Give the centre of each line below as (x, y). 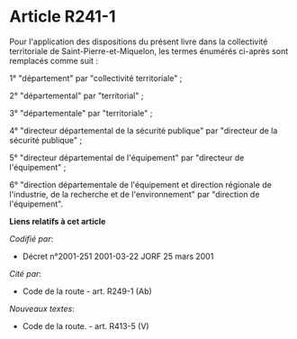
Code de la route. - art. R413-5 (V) (86, 325)
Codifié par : (31, 238)
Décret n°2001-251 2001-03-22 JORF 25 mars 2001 (118, 256)
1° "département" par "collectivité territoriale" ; (96, 78)
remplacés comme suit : (54, 60)
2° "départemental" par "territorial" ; (76, 96)
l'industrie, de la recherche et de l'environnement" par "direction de (135, 194)
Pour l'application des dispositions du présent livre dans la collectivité (139, 41)
